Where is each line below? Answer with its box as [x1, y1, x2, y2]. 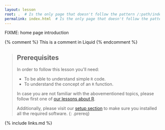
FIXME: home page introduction [4, 30, 69, 36]
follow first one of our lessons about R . [16, 96, 96, 102]
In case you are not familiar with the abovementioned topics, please [16, 91, 154, 97]
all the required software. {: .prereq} [16, 111, 90, 117]
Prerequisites [16, 53, 59, 62]
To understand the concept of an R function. [24, 81, 114, 87]
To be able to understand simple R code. [24, 76, 106, 82]
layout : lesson [4, 7, 36, 12]
